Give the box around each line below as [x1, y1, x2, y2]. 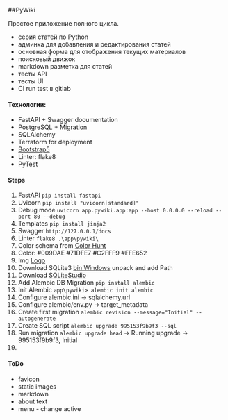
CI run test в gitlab [17, 85, 72, 92]
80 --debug [33, 213, 65, 221]
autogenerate [17, 315, 56, 322]
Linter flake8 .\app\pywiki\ [17, 234, 99, 242]
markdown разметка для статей [17, 62, 113, 70]
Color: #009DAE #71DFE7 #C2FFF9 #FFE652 [17, 249, 147, 258]
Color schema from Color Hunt [17, 242, 106, 250]
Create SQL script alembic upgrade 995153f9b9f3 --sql [17, 321, 177, 330]
